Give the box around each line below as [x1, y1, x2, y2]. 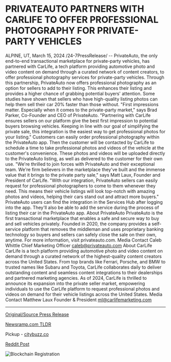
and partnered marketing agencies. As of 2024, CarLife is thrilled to [5, 275, 147, 281]
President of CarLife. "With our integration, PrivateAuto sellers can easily [5, 177, 158, 183]
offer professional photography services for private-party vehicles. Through [5, 74, 164, 80]
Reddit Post [5, 341, 30, 347]
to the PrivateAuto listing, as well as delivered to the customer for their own [5, 155, 163, 161]
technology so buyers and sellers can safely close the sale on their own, [5, 231, 157, 237]
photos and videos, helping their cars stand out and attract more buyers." [5, 194, 159, 200]
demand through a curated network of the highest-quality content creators [5, 253, 162, 259]
